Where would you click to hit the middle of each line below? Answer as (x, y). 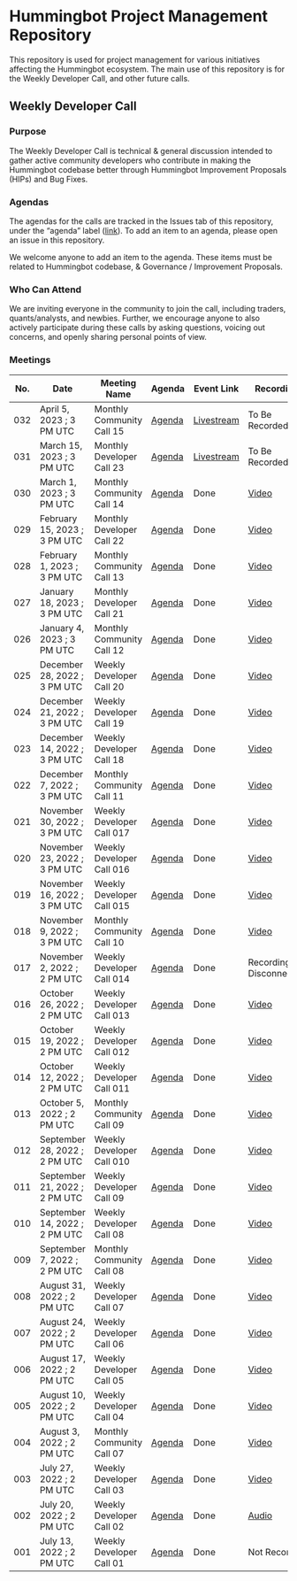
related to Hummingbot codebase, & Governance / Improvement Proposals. (146, 266)
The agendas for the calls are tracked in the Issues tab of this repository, (141, 221)
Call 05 (109, 1380)
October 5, (62, 1102)
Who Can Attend (46, 289)
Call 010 (112, 1161)
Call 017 (112, 832)
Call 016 (112, 869)
